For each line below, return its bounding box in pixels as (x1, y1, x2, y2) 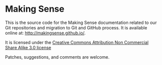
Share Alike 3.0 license (5, 44, 52, 50)
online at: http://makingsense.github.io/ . (5, 30, 86, 36)
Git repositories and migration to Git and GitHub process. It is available (5, 24, 147, 30)
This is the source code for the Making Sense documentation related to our (5, 20, 157, 25)
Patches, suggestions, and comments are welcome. (5, 54, 109, 60)
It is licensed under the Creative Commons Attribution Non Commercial (5, 39, 149, 45)
